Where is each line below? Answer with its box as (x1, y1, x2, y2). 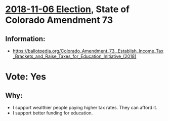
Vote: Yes (5, 71, 47, 83)
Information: (5, 34, 46, 43)
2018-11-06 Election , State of (5, 4, 130, 15)
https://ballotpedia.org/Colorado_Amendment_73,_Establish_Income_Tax (12, 48, 163, 54)
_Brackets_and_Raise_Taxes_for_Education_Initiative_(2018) (12, 53, 137, 59)
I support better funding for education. (12, 110, 93, 116)
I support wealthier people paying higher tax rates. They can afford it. (12, 105, 158, 110)
